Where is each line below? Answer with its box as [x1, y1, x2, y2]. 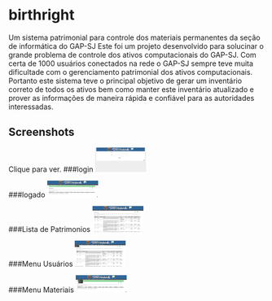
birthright [8, 6, 75, 24]
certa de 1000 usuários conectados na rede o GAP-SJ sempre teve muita [8, 59, 254, 68]
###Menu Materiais [8, 285, 75, 294]
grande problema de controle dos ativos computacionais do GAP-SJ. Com [8, 50, 257, 59]
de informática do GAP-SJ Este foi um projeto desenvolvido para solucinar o [8, 41, 265, 50]
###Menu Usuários [8, 259, 73, 268]
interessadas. [8, 102, 54, 111]
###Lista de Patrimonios [8, 224, 91, 233]
